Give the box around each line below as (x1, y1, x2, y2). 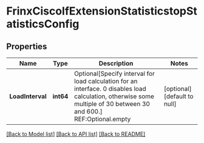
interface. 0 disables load (73, 85, 147, 93)
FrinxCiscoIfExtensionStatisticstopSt (6, 4, 197, 18)
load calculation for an (73, 77, 138, 85)
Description (98, 59, 134, 67)
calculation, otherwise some (73, 92, 155, 101)
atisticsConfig (6, 17, 80, 31)
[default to (163, 92, 194, 101)
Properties (6, 41, 47, 52)
